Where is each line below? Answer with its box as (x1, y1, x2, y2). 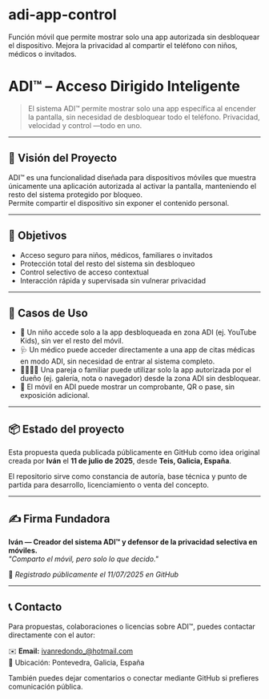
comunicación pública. (8, 681, 83, 691)
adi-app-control (8, 6, 118, 24)
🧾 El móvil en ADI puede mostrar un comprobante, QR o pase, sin (19, 382, 235, 392)
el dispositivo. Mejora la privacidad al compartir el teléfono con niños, (8, 40, 238, 50)
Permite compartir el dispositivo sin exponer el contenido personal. (8, 198, 230, 207)
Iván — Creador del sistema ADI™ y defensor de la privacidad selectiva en (8, 536, 258, 546)
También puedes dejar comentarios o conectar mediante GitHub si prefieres (8, 673, 259, 682)
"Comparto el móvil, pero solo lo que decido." (8, 554, 159, 564)
